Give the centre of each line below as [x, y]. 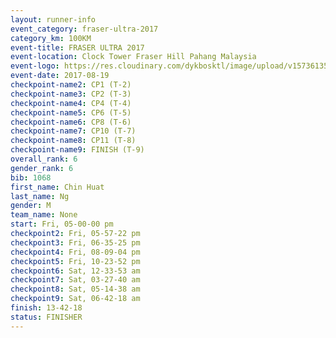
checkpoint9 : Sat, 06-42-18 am [75, 299]
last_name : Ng [40, 196]
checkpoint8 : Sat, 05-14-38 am [75, 289]
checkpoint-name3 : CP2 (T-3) [71, 94]
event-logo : [35, 66]
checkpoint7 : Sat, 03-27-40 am [75, 280]
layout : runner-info [53, 19]
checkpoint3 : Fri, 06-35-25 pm [75, 242]
